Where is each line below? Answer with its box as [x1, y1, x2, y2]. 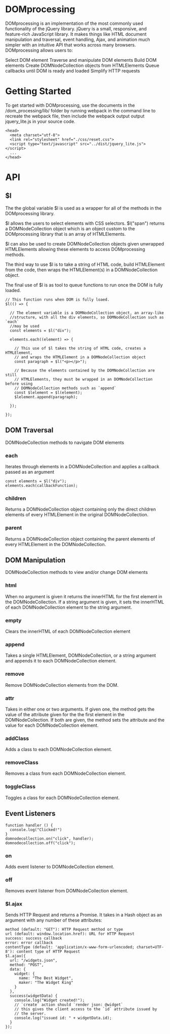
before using [5, 381, 33, 386]
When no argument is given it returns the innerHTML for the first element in [5, 593, 162, 599]
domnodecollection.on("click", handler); [5, 836, 94, 841]
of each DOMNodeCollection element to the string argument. [5, 604, 133, 610]
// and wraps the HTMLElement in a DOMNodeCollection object [14, 354, 146, 360]
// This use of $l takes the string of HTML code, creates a [14, 346, 146, 351]
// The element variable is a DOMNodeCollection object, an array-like [10, 310, 164, 315]
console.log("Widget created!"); [14, 998, 85, 1003]
